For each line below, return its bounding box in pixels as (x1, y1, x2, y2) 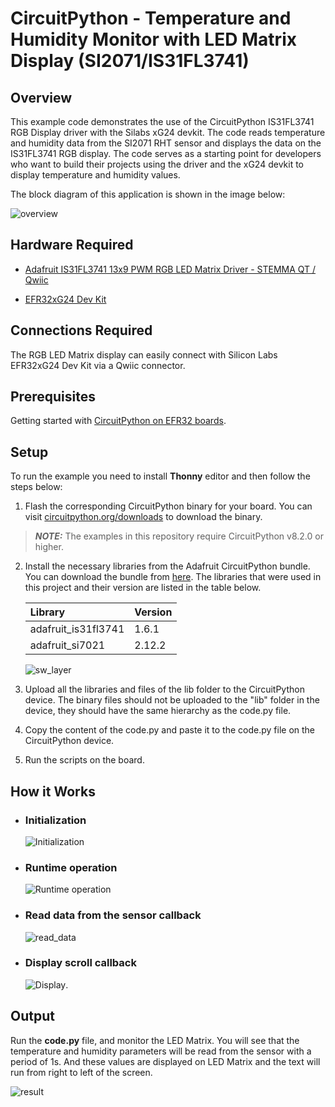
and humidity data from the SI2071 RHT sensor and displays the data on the (10, 137, 322, 149)
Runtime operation (24, 860, 118, 874)
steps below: (10, 481, 63, 493)
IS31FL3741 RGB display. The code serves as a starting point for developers (10, 148, 322, 159)
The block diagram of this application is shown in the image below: (10, 188, 286, 200)
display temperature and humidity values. (10, 169, 181, 181)
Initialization (24, 813, 87, 827)
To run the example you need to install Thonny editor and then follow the (10, 470, 311, 482)
